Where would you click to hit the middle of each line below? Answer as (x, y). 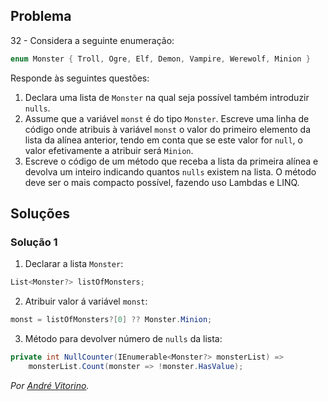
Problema (41, 16)
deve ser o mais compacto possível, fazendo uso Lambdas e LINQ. (162, 182)
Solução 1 (34, 242)
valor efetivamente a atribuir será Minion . (109, 150)
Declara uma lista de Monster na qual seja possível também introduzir (167, 97)
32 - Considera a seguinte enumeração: (92, 40)
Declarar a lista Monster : (74, 264)
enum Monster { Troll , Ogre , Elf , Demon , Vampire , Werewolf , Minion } (160, 59)
